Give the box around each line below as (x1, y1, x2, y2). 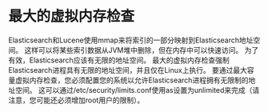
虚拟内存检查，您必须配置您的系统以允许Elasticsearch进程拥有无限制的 (14, 75, 249, 85)
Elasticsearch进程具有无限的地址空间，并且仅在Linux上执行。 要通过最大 (8, 65, 248, 74)
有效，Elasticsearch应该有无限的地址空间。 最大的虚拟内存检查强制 (8, 55, 230, 65)
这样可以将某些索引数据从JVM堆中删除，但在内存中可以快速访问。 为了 (23, 45, 259, 54)
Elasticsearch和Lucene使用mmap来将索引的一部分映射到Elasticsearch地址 (8, 35, 254, 45)
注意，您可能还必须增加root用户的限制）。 (8, 95, 145, 105)
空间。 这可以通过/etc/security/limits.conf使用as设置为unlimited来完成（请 (14, 85, 260, 94)
